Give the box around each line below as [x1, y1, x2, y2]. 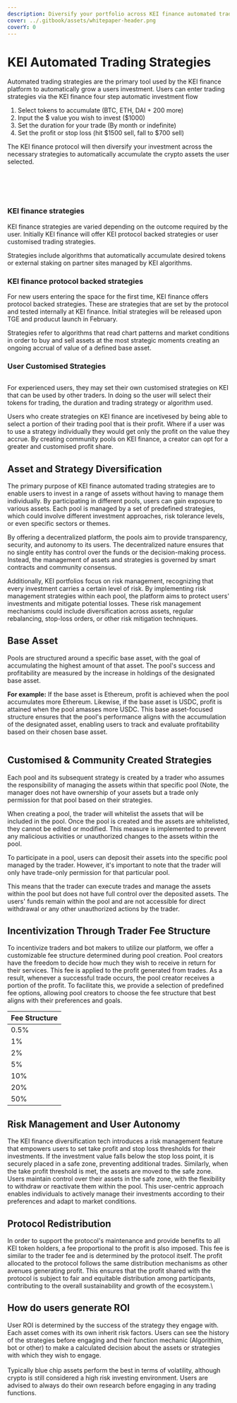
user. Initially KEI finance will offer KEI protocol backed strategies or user [7, 229, 219, 238]
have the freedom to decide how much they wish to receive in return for [7, 958, 217, 967]
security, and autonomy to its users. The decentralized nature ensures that [7, 541, 224, 549]
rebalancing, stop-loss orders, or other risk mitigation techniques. [7, 614, 198, 623]
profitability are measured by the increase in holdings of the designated [7, 668, 215, 677]
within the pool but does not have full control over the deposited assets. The [7, 889, 229, 898]
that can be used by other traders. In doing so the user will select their [7, 391, 212, 400]
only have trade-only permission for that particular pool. [7, 868, 171, 876]
